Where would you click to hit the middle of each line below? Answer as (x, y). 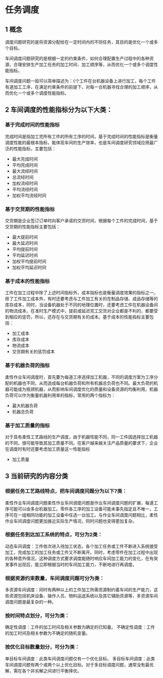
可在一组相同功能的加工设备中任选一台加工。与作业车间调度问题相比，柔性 (83, 515)
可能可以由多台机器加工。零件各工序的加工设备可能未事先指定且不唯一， (81, 509)
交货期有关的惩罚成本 (33, 352)
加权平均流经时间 (29, 195)
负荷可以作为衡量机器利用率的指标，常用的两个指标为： (60, 395)
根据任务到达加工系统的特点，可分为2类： (54, 535)
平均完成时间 (25, 165)
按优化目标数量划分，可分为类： (42, 647)
